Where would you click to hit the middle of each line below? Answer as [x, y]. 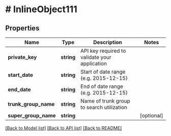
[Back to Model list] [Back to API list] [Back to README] [64, 128]
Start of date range [103, 72]
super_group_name [32, 115]
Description [108, 42]
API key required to [103, 51]
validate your [96, 57]
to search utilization [104, 107]
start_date [21, 75]
